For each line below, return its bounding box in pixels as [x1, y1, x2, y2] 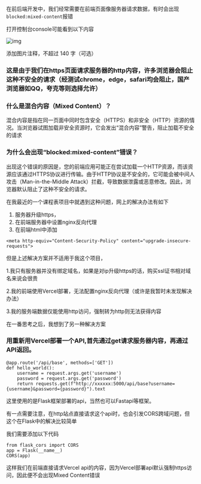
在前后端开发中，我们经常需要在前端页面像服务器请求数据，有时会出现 [6, 5, 179, 12]
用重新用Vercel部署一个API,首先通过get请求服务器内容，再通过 [6, 336, 188, 345]
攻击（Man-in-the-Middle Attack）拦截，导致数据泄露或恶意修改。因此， [6, 178, 186, 185]
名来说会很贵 [6, 275, 38, 282]
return [17, 380, 33, 387]
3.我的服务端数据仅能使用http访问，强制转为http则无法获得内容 [6, 308, 162, 315]
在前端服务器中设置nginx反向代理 [14, 218, 97, 226]
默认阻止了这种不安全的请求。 [16, 185, 90, 193]
